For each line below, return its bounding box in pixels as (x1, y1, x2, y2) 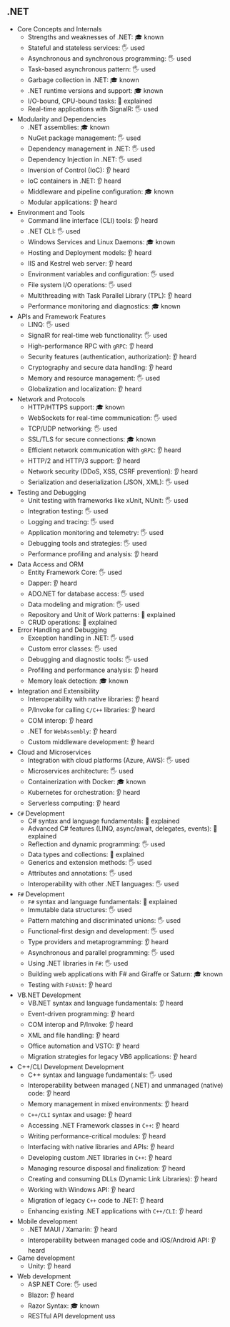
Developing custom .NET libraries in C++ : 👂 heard (27, 1153, 172, 1161)
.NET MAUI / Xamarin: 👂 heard (27, 1225, 118, 1233)
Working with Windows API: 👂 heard (27, 1185, 135, 1193)
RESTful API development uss (27, 1311, 116, 1320)
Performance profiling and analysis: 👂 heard (27, 549, 159, 558)
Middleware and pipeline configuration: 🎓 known (27, 187, 174, 196)
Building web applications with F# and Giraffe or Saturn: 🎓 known (27, 969, 223, 978)
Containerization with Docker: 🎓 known (27, 777, 146, 786)
